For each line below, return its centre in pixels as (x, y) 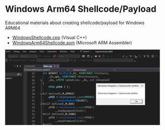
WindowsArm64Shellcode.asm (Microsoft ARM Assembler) (72, 42)
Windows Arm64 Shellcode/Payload (81, 9)
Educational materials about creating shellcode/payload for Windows (75, 23)
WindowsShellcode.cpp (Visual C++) (50, 37)
